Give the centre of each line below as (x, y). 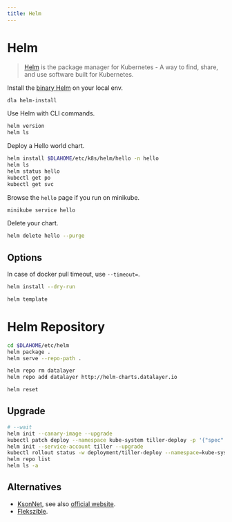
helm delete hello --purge (46, 236)
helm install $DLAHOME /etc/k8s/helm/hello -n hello (83, 159)
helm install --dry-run (41, 287)
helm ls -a (23, 466)
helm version (26, 126)
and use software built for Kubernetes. (79, 74)
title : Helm (24, 13)
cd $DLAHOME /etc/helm (38, 345)
